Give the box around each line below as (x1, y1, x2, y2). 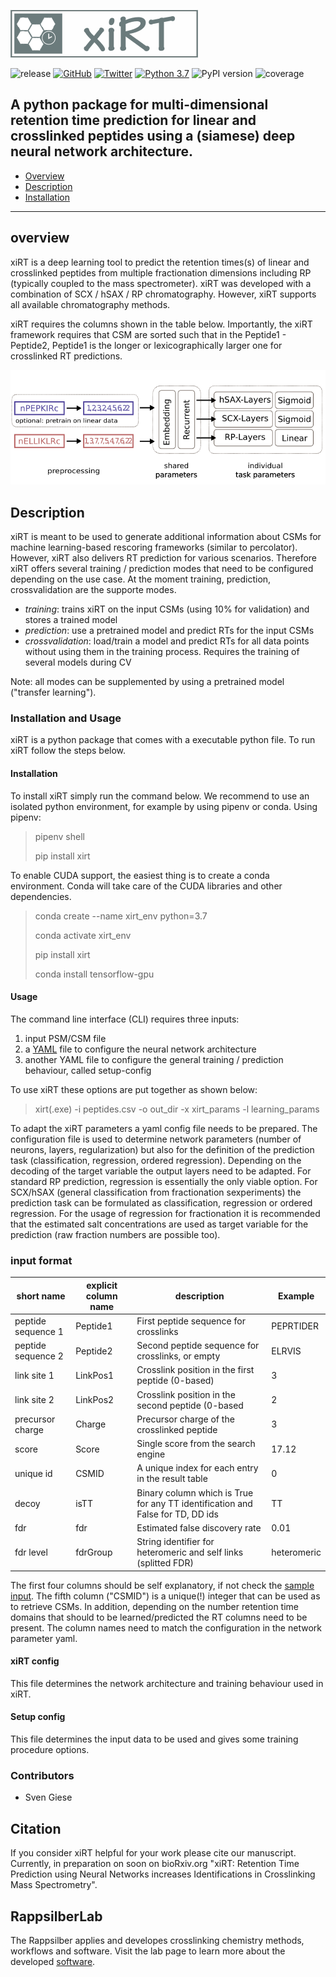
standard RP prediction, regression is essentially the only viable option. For (10, 1175, 318, 1187)
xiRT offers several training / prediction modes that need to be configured (10, 563, 314, 575)
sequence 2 (14, 1350, 64, 1362)
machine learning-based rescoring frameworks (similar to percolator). (10, 541, 298, 554)
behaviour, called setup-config (24, 1064, 152, 1076)
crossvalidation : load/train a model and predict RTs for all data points (24, 635, 310, 647)
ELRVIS (271, 1345, 302, 1357)
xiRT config (10, 1655, 60, 1667)
